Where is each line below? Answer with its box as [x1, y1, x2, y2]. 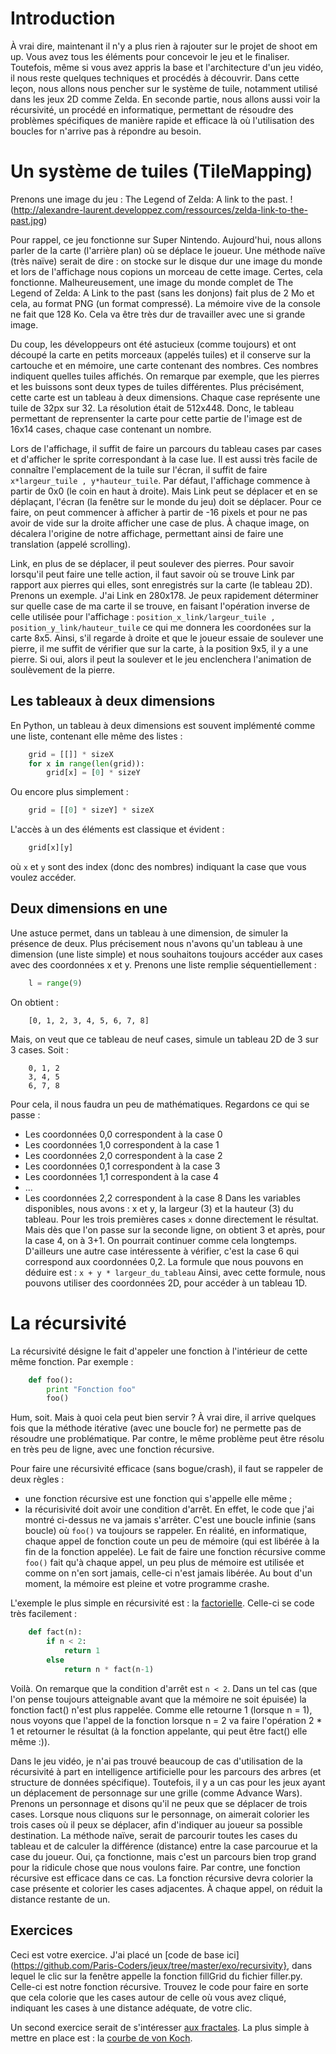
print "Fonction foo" [46, 1384, 137, 1394]
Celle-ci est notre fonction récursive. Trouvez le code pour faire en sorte [10, 1980, 309, 1992]
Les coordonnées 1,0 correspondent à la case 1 [24, 1138, 220, 1151]
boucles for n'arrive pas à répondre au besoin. [10, 125, 202, 137]
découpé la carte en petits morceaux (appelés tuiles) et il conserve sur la [10, 348, 312, 361]
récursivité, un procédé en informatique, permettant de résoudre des [10, 103, 294, 116]
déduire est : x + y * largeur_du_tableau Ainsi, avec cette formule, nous [24, 1266, 326, 1278]
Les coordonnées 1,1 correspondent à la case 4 [24, 1170, 220, 1182]
